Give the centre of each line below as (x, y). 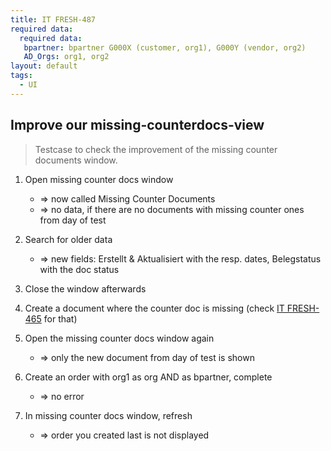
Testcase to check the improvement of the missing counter (156, 149)
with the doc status (79, 269)
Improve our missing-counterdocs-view (137, 125)
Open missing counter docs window (99, 179)
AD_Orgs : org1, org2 (66, 57)
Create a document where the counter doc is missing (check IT (154, 308)
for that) (60, 318)
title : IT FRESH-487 (53, 19)
